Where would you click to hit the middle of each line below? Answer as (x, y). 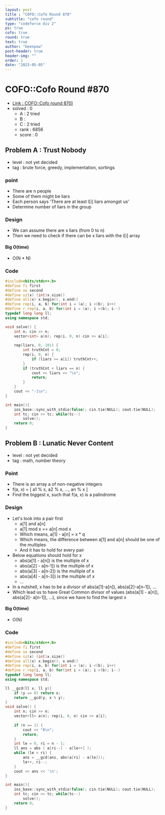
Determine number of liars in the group (52, 207)
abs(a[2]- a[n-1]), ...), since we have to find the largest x (69, 597)
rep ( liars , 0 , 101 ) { (36, 345)
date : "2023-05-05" (25, 65)
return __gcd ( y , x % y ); (40, 698)
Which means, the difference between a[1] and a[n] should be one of (90, 539)
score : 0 (29, 135)
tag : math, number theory (39, 460)
